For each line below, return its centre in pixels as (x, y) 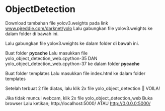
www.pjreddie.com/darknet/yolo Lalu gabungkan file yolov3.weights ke (79, 28)
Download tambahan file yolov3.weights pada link (57, 23)
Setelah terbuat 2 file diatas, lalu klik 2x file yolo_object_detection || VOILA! (82, 88)
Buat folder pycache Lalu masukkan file (47, 53)
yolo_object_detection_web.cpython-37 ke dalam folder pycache (72, 63)
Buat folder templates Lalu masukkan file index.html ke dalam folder (75, 73)
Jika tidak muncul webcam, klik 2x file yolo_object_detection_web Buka (79, 98)
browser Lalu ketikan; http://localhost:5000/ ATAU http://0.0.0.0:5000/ (78, 103)
